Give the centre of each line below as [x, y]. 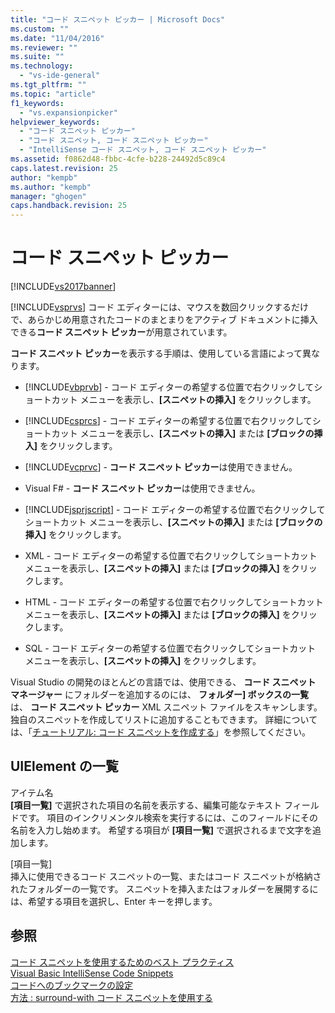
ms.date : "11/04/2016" [57, 38]
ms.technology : [42, 66]
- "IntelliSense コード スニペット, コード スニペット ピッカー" [143, 150]
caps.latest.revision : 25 [64, 168]
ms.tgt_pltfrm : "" [48, 85]
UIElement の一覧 [64, 766]
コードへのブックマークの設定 [71, 985]
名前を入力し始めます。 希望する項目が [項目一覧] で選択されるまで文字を [161, 830]
